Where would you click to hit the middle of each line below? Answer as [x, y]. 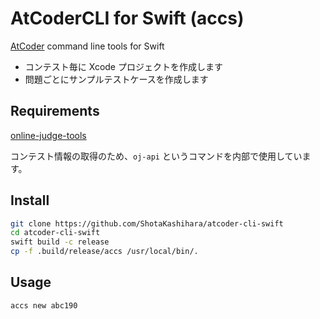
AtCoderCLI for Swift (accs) [127, 18]
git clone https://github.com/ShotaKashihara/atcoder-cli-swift [147, 223]
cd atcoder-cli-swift [55, 233]
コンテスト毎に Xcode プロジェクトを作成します [123, 66]
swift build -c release [60, 242]
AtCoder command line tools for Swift [87, 46]
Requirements [55, 111]
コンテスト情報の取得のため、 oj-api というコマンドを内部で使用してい [156, 156]
